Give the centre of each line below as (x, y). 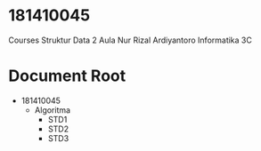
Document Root (67, 76)
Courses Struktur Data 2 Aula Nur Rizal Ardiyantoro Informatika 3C (130, 40)
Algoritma (53, 110)
